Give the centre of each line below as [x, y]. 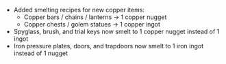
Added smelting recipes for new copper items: [79, 10]
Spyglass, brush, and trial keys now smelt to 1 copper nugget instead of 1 [116, 31]
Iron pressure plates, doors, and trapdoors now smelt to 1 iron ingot [109, 46]
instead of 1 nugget [41, 53]
